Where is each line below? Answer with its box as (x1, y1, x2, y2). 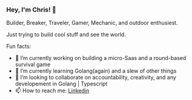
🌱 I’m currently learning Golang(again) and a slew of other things (15, 67, 177, 75)
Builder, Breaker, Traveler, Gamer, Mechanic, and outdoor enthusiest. (6, 19, 178, 27)
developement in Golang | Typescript (15, 80, 108, 87)
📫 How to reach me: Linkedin (15, 87, 90, 95)
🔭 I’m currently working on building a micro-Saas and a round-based (15, 55, 187, 62)
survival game (15, 61, 51, 68)
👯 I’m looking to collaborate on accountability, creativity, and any (15, 74, 177, 81)
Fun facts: (6, 42, 31, 50)
